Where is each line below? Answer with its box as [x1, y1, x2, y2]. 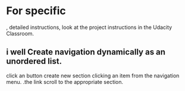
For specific [6, 4, 67, 18]
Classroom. [6, 30, 35, 37]
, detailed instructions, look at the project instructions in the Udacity [6, 24, 173, 31]
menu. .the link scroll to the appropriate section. [6, 78, 124, 85]
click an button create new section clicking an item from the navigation [6, 72, 180, 79]
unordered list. [6, 56, 62, 66]
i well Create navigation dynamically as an [6, 47, 165, 57]
